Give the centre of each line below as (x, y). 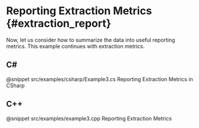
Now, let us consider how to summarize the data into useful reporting (91, 40)
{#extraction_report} (59, 23)
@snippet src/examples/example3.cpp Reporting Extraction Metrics (89, 118)
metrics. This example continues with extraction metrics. (75, 46)
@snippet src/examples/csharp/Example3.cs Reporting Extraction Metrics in (99, 79)
